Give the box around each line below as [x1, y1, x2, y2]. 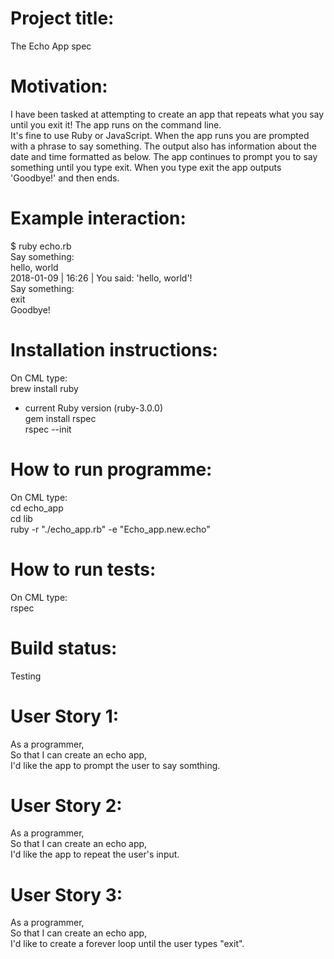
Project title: [10, 7, 115, 30]
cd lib [10, 512, 33, 524]
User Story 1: [10, 705, 120, 727]
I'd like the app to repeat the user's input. [10, 848, 180, 861]
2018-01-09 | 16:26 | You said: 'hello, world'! [10, 272, 193, 284]
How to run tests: [10, 558, 157, 581]
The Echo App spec [10, 40, 92, 52]
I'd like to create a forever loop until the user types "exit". [10, 938, 245, 950]
